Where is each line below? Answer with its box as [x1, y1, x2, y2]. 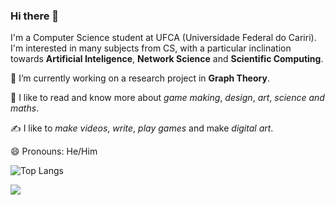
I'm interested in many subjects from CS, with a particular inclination [10, 42, 292, 54]
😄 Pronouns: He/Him [10, 145, 98, 158]
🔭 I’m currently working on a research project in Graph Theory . [10, 72, 270, 84]
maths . [10, 102, 40, 114]
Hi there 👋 [10, 9, 60, 23]
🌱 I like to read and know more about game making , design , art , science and [10, 92, 325, 104]
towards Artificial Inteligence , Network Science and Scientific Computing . [10, 53, 324, 65]
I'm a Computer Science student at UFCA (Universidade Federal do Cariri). [10, 32, 317, 44]
